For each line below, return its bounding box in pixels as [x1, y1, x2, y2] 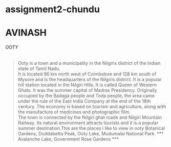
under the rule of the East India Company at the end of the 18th [17, 98, 151, 104]
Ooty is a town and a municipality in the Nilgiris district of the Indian [17, 60, 161, 66]
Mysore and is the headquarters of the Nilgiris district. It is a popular [17, 76, 162, 82]
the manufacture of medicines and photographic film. [17, 109, 131, 115]
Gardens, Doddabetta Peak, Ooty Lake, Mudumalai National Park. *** [17, 130, 164, 136]
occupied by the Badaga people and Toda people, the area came [17, 92, 155, 99]
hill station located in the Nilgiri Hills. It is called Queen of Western [17, 82, 157, 88]
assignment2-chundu [5, 4, 100, 15]
